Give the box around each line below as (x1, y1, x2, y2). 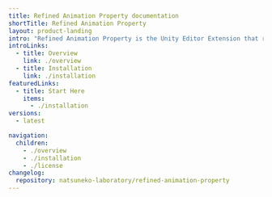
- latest (15, 117, 45, 125)
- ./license (23, 161, 63, 170)
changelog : (8, 169, 45, 178)
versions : (8, 110, 42, 118)
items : (23, 94, 45, 103)
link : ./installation (23, 72, 96, 80)
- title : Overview (15, 49, 79, 57)
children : (15, 139, 49, 147)
